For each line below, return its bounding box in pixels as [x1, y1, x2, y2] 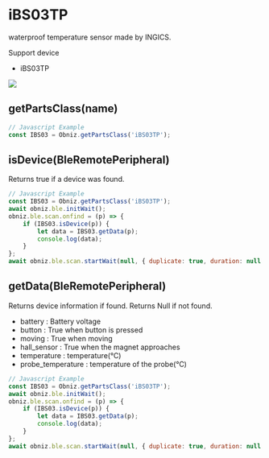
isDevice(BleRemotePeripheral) [8, 153, 170, 167]
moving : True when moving [19, 333, 113, 343]
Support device [8, 47, 60, 57]
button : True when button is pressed [19, 324, 143, 335]
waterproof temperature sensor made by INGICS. [8, 32, 172, 42]
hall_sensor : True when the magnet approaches [19, 342, 180, 352]
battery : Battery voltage [19, 316, 101, 326]
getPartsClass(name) [8, 102, 118, 116]
